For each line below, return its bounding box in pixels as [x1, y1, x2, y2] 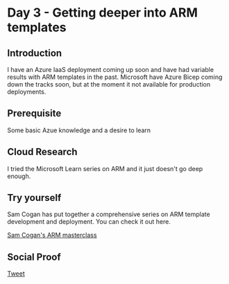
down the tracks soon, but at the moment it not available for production [7, 80, 211, 88]
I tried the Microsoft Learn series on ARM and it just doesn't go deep [7, 164, 203, 172]
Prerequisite [7, 107, 62, 119]
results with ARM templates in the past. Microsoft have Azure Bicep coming [7, 73, 223, 81]
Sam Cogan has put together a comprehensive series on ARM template [7, 210, 210, 219]
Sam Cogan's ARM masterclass [7, 231, 97, 240]
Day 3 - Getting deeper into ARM [7, 5, 198, 21]
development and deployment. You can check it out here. [7, 218, 171, 226]
